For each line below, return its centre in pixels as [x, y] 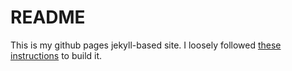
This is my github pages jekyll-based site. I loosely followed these [146, 45]
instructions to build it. [56, 55]
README [48, 17]
